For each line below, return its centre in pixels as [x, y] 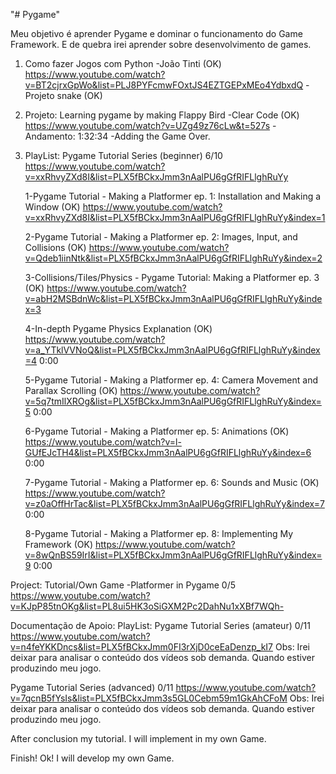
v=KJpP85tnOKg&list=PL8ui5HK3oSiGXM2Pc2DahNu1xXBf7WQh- [147, 606]
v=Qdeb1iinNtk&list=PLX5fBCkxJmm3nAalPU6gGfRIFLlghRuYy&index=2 [173, 258]
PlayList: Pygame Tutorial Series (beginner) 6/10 [123, 155]
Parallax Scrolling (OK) [71, 390]
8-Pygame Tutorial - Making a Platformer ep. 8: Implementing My [159, 533]
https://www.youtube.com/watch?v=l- [103, 442]
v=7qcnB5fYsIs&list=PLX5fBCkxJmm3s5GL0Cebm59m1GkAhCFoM [149, 698]
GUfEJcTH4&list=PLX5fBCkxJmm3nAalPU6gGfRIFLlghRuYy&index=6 [168, 452]
